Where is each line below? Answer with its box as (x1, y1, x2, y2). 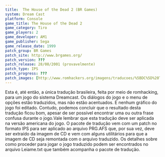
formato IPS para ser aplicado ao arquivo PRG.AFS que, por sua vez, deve (5, 126, 155, 131)
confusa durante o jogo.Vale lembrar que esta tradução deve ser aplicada (5, 115, 154, 121)
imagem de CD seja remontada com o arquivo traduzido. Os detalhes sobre (5, 136, 158, 142)
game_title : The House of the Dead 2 (5, 21, 82, 26)
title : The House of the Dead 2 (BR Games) (5, 7, 98, 12)
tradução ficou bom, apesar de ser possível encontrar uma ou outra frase (5, 110, 154, 116)
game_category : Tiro (5, 26, 48, 30)
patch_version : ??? (5, 57, 45, 62)
